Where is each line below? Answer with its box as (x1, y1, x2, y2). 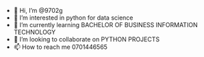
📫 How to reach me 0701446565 (13, 43, 108, 51)
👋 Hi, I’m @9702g (13, 7, 63, 14)
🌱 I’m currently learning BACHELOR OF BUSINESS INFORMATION (13, 21, 198, 28)
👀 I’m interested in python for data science (13, 14, 133, 22)
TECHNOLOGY (13, 28, 56, 36)
